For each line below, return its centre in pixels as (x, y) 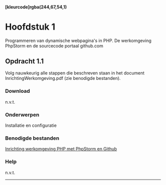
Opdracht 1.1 (24, 61)
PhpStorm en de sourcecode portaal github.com (54, 46)
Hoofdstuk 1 (30, 27)
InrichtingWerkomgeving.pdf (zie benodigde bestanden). (63, 78)
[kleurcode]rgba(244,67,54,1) (36, 7)
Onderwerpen (22, 114)
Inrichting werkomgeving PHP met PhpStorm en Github (61, 149)
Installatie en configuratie (31, 125)
